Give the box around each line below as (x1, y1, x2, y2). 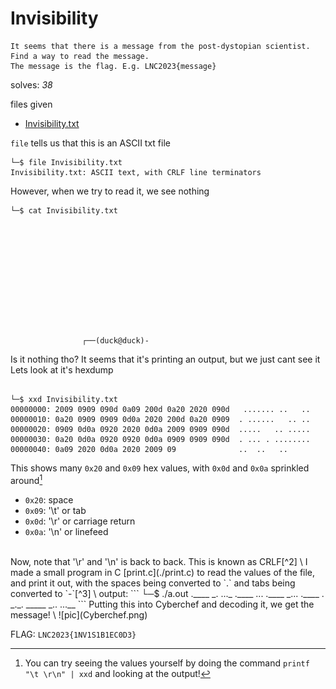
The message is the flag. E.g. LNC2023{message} (10, 61, 217, 71)
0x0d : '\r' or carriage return (24, 515, 136, 527)
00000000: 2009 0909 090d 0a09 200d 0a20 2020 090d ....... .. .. (10, 404, 311, 414)
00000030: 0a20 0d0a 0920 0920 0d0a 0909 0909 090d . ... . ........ (10, 434, 311, 444)
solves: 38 (10, 78, 53, 91)
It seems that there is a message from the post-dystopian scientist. (10, 41, 311, 51)
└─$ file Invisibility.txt (10, 157, 123, 167)
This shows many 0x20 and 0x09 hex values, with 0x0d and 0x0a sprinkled (10, 462, 310, 474)
